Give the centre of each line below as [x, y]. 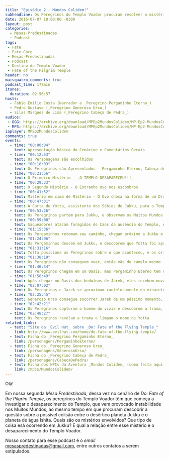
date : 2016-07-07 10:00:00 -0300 [40, 19]
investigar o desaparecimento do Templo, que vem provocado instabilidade [83, 404]
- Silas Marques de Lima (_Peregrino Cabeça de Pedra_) [69, 113]
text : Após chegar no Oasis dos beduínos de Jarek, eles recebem [84, 281]
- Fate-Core [20, 52]
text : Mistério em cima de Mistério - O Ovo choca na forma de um [85, 196]
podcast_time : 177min [28, 84]
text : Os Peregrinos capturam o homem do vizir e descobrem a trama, [89, 309]
